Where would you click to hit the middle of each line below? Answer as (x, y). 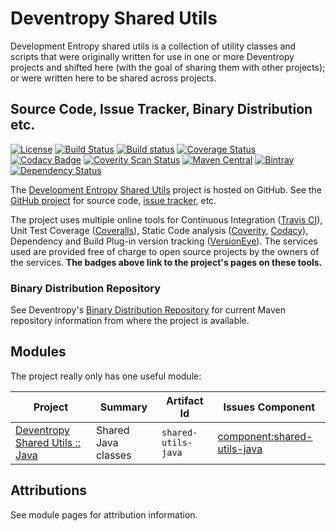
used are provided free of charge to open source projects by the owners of (165, 251)
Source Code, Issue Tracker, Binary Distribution (161, 109)
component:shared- (265, 436)
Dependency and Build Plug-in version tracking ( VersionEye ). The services (164, 241)
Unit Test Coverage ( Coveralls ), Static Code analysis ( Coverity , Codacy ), (159, 230)
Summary (123, 407)
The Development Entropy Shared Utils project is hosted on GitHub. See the (166, 189)
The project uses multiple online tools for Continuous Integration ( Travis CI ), (166, 219)
